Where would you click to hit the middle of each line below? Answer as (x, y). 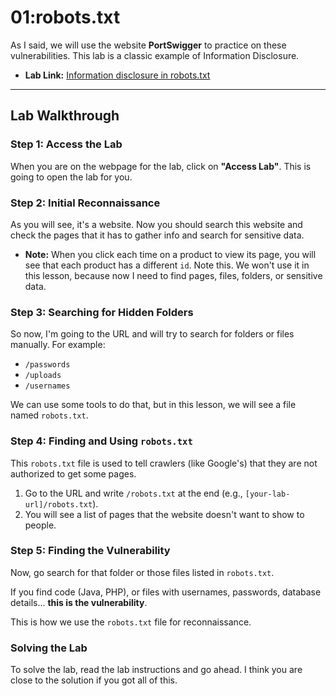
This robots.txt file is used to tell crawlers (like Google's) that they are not (164, 463)
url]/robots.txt (58, 504)
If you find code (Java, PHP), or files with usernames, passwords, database (166, 592)
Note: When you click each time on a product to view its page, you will (170, 254)
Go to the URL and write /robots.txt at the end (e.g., (133, 493)
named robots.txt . (49, 415)
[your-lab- (267, 494)
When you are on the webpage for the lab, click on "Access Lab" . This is (161, 166)
